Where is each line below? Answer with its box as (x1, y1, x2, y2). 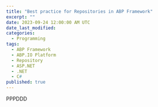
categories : (6, 30, 35, 36)
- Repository (11, 57, 43, 63)
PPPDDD (6, 95, 28, 102)
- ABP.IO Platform (11, 52, 57, 58)
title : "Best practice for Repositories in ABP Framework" (6, 8, 153, 15)
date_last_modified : (6, 25, 57, 31)
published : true (6, 80, 46, 85)
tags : (6, 42, 19, 47)
